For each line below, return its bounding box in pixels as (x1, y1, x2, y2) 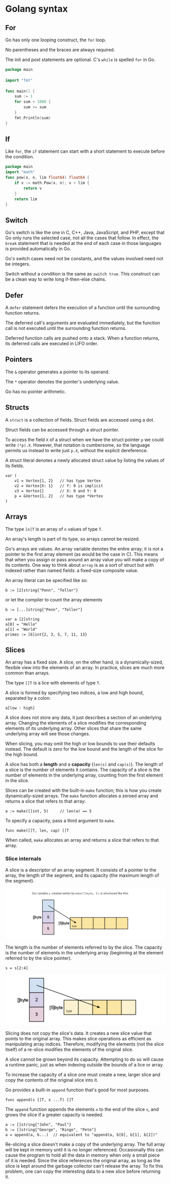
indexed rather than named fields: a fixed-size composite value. (5, 567, 139, 573)
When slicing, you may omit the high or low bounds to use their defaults (5, 740, 156, 747)
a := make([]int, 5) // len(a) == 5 (5, 809, 92, 814)
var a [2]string (5, 617, 40, 622)
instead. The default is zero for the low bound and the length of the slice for (5, 746, 163, 752)
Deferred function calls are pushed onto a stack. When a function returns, (5, 335, 160, 341)
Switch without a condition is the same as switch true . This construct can (5, 271, 160, 277)
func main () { (5, 89, 36, 94)
